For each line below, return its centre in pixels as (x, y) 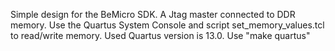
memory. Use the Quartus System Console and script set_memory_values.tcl (167, 25)
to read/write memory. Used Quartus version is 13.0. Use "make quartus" (160, 35)
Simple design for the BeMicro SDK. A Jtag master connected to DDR (153, 14)
